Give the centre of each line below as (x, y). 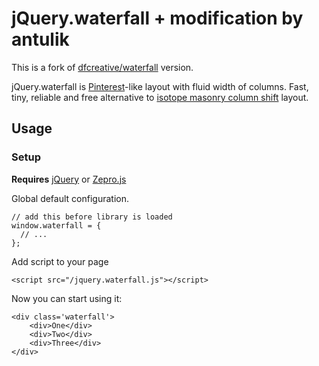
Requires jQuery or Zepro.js (69, 179)
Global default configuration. (70, 198)
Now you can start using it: (67, 298)
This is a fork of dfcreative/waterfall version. (102, 67)
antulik (40, 39)
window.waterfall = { (56, 225)
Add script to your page (60, 261)
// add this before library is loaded (92, 217)
